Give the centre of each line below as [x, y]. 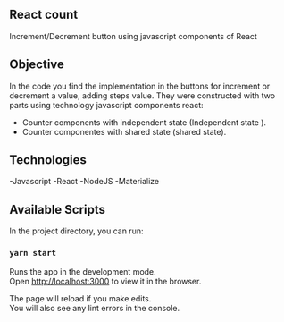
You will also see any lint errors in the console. [95, 308]
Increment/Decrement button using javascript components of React [133, 36]
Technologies [48, 160]
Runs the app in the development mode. [83, 271]
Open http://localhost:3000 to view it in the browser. [105, 281]
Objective [37, 65]
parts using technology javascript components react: [106, 105]
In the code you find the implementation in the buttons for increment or [140, 86]
